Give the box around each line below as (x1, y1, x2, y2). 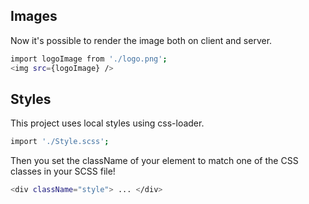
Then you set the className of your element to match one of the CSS (10, 155, 299, 167)
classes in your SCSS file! (10, 165, 116, 178)
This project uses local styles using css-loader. (10, 117, 205, 129)
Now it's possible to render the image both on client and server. (10, 34, 273, 46)
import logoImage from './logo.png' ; (10, 54, 168, 64)
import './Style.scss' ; (10, 137, 110, 147)
